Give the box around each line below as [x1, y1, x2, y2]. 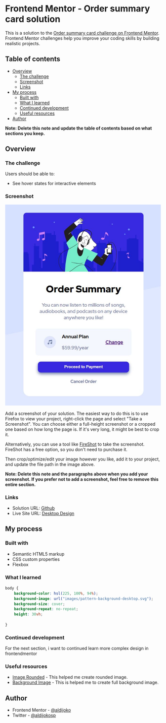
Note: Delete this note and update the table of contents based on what [5, 125, 152, 131]
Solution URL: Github [12, 505, 55, 511]
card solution [5, 13, 61, 25]
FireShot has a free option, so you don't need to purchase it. [5, 446, 127, 452]
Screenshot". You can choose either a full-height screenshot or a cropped [5, 421, 156, 427]
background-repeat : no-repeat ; [14, 606, 79, 612]
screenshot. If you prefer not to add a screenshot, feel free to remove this [5, 476, 159, 482]
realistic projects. [5, 40, 41, 46]
